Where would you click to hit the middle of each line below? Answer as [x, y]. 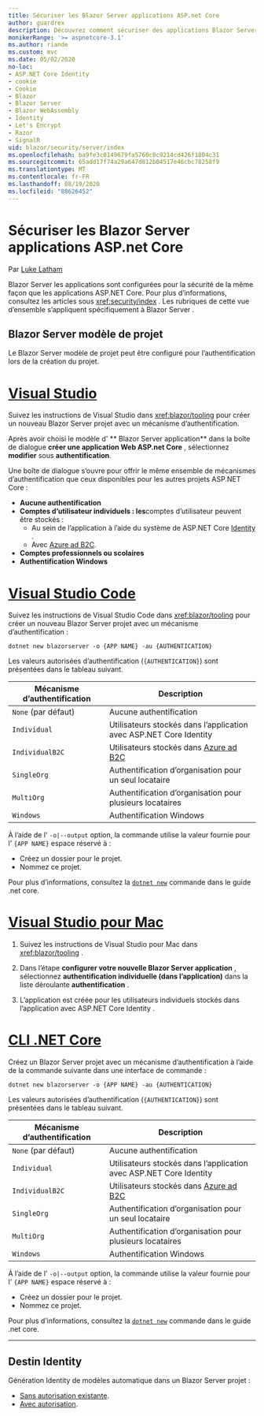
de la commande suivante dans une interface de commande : [107, 1071]
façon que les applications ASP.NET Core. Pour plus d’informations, [117, 293]
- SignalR [24, 140]
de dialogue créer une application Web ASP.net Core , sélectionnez [119, 447]
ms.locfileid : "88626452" [50, 191]
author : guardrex [37, 23]
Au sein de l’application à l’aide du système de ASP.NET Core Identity [143, 528]
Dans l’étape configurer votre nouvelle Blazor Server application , [128, 968]
